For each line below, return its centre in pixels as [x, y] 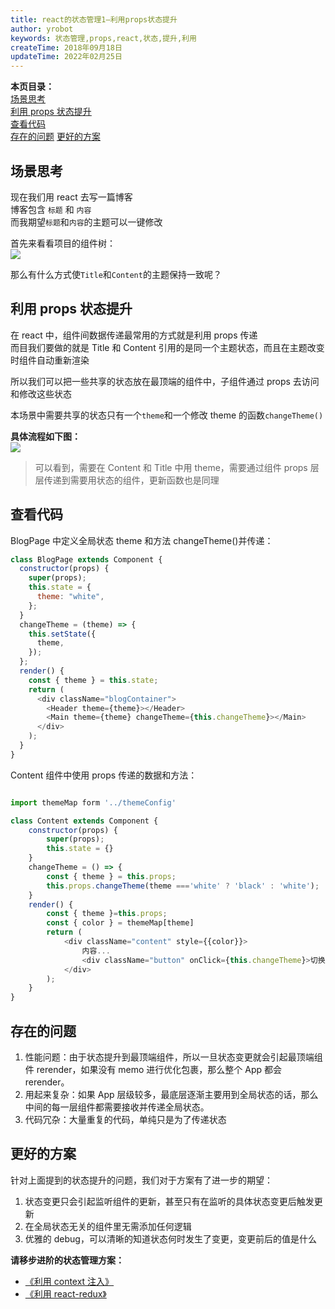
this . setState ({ [62, 634]
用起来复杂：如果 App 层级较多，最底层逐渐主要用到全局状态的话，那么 [171, 1094]
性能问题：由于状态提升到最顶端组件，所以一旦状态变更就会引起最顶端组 [173, 1057]
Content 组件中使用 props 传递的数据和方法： [104, 775]
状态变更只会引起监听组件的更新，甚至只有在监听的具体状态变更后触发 [169, 1201]
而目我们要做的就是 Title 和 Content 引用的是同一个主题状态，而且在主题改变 [167, 347]
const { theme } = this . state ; [93, 680]
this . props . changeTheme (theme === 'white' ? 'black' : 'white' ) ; [183, 886]
